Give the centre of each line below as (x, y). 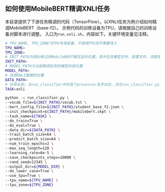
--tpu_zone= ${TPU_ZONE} (29, 185)
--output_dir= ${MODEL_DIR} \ (35, 166)
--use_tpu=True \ (23, 176)
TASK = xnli (15, 89)
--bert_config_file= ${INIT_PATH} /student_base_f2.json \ (65, 107)
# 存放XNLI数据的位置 (25, 75)
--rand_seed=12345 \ (26, 162)
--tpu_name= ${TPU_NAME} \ (31, 180)
